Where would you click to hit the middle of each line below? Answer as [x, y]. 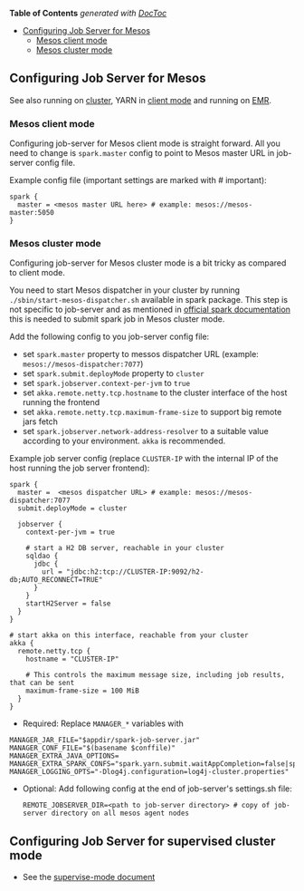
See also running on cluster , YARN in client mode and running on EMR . [141, 100]
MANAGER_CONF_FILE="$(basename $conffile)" [93, 748]
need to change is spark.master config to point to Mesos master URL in [142, 153]
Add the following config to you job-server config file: [109, 337]
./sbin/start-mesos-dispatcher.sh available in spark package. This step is [148, 300]
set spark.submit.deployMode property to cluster [114, 373]
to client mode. [37, 273]
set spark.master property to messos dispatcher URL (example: [141, 354]
